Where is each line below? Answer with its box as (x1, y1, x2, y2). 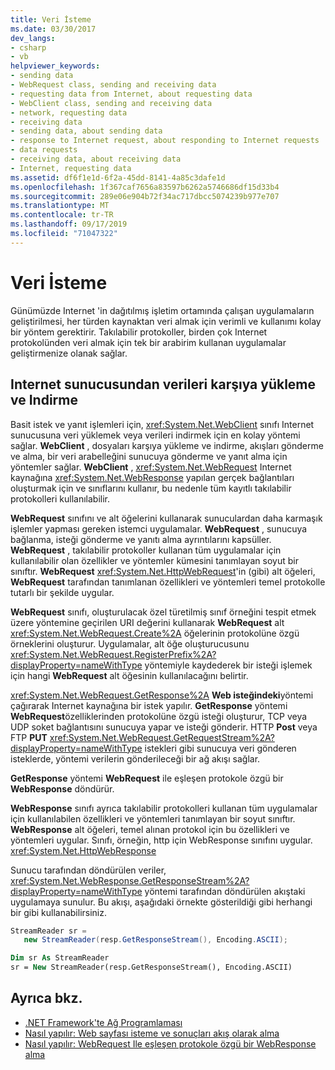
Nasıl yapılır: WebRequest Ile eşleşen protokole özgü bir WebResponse (24, 1037, 317, 1050)
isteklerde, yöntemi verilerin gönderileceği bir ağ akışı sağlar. (10, 752, 261, 765)
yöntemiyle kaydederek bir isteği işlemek (144, 659, 313, 671)
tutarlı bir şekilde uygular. (10, 586, 115, 598)
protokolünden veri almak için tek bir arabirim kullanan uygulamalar (10, 336, 287, 348)
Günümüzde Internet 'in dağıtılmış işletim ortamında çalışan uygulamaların (10, 304, 315, 316)
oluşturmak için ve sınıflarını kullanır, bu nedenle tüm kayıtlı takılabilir (10, 482, 292, 494)
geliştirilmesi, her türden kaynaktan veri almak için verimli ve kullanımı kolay (10, 315, 322, 327)
